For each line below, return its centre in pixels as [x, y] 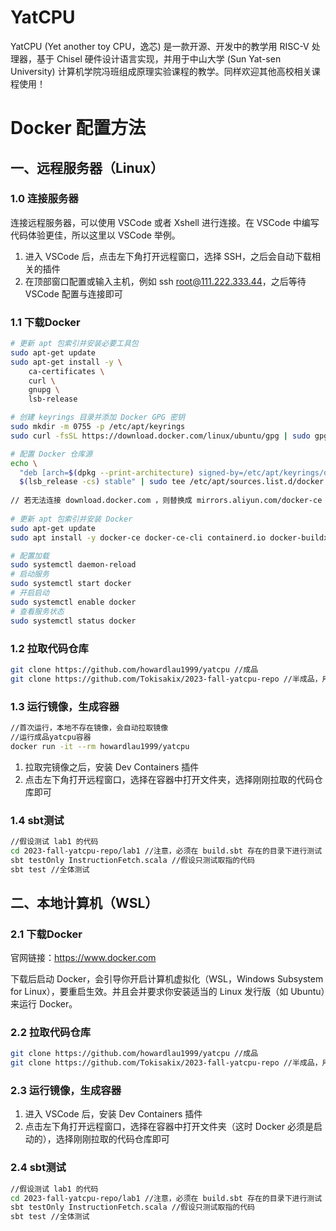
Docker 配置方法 [78, 128]
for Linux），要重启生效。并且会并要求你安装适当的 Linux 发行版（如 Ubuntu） [168, 992]
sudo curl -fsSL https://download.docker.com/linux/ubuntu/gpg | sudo [160, 436]
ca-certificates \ [66, 371]
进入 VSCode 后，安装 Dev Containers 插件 [113, 1114]
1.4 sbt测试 [37, 820]
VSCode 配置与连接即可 [73, 293]
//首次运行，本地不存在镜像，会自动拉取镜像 [89, 727]
